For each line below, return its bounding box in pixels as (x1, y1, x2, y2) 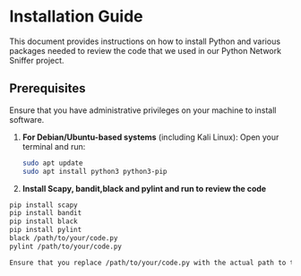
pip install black (9, 217, 78, 226)
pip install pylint (9, 226, 82, 235)
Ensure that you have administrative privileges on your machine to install (9, 105, 277, 116)
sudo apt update (21, 159, 83, 168)
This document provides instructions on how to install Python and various (9, 36, 280, 47)
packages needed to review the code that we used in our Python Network (9, 45, 282, 56)
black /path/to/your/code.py (9, 234, 118, 243)
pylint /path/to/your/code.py (9, 242, 123, 251)
